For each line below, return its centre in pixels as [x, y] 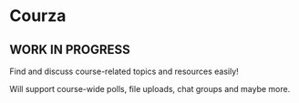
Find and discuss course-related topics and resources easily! [124, 71]
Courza [38, 16]
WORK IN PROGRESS [70, 50]
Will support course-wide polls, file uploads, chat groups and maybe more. [150, 89]
